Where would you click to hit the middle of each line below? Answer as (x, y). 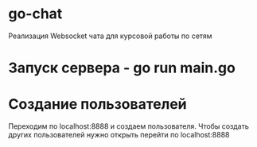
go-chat (35, 14)
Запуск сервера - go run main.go (122, 68)
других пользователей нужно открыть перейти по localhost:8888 (119, 135)
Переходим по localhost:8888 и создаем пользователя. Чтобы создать (128, 126)
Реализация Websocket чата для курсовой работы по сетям (110, 36)
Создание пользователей (97, 104)
